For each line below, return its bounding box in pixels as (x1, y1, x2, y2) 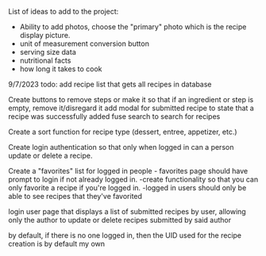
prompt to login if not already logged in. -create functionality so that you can (8, 174, 259, 184)
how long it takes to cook (19, 64, 102, 74)
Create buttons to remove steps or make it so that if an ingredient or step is (8, 95, 254, 104)
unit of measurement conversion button (19, 39, 149, 48)
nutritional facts (19, 55, 71, 65)
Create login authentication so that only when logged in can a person (8, 143, 234, 151)
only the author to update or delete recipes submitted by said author (8, 216, 232, 224)
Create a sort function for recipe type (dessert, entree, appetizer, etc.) (8, 127, 237, 136)
